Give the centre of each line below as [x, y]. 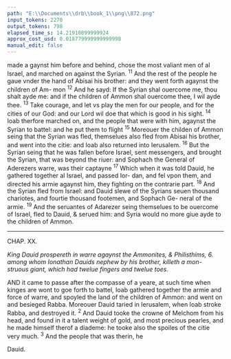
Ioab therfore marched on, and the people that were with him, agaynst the [112, 120]
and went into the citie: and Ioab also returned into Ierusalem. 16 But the [108, 144]
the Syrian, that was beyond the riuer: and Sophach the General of [101, 160]
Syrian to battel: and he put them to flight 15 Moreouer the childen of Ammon [115, 129]
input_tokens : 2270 [35, 20]
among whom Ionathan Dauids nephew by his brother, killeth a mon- [104, 261]
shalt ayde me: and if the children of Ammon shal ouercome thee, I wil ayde [114, 96]
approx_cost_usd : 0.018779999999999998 [64, 39]
